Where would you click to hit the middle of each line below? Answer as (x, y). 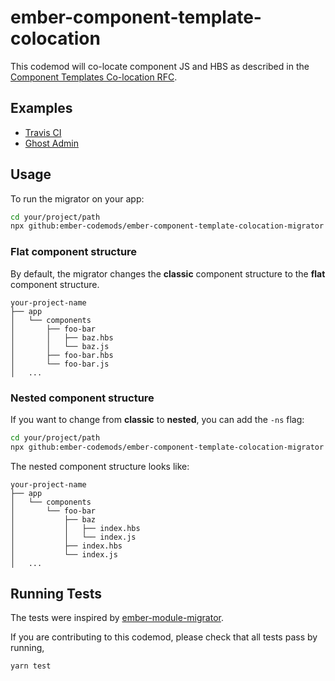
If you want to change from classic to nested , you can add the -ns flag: (157, 419)
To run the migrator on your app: (77, 198)
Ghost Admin (51, 143)
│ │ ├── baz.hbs (62, 337)
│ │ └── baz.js (60, 346)
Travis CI (43, 132)
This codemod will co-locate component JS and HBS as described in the (160, 66)
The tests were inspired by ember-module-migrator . (117, 618)
